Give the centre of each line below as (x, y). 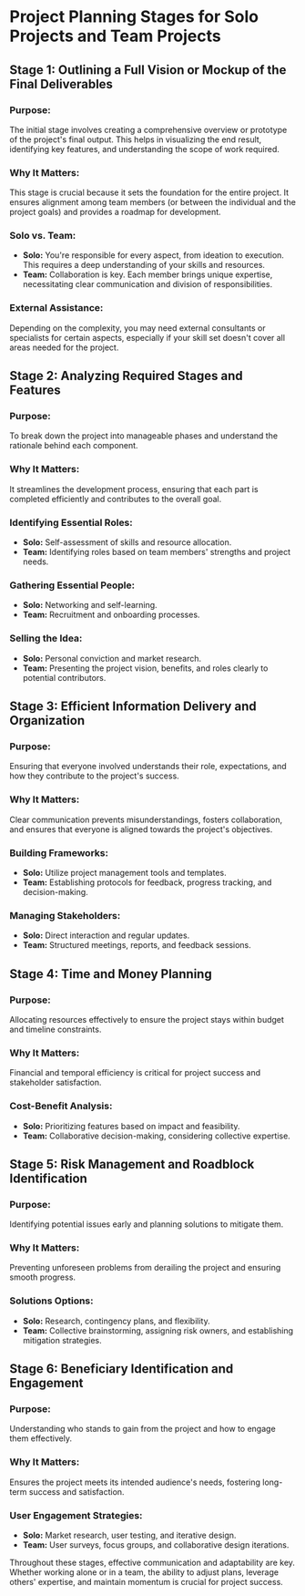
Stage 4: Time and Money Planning (111, 974)
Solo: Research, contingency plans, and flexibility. (117, 1321)
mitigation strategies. (62, 1340)
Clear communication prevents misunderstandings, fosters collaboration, (146, 819)
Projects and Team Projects (115, 36)
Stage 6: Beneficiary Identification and (122, 1369)
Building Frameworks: (59, 852)
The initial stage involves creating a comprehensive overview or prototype (148, 129)
